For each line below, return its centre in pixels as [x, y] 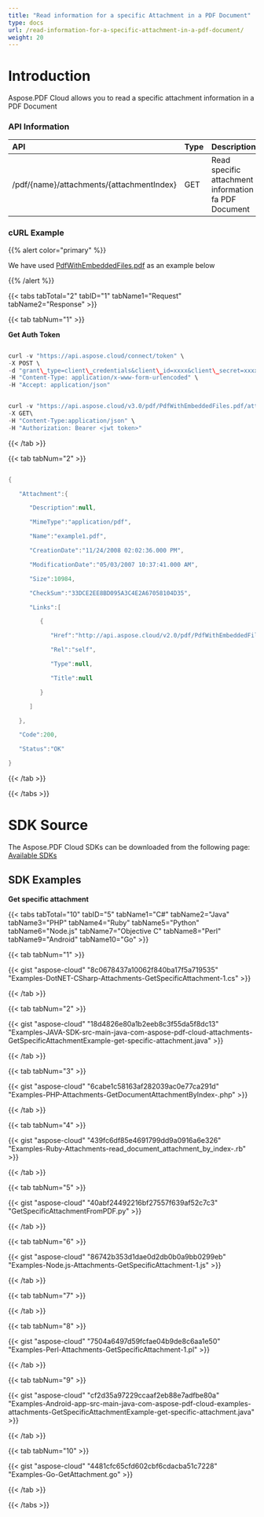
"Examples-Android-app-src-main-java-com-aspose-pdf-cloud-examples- [130, 1403]
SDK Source [48, 825]
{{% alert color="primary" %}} [57, 250]
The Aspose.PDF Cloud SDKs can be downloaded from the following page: [129, 847]
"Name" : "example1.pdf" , [68, 536]
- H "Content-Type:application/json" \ [71, 421]
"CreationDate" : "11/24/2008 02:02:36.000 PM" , [106, 551]
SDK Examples [45, 880]
